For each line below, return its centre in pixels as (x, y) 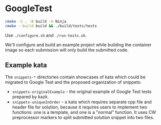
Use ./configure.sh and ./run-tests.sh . (46, 35)
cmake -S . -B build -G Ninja (36, 21)
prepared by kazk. (30, 97)
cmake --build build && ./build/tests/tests (51, 26)
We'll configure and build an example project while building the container (79, 45)
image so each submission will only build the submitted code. (67, 50)
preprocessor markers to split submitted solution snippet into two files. (83, 117)
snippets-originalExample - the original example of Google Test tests (82, 91)
